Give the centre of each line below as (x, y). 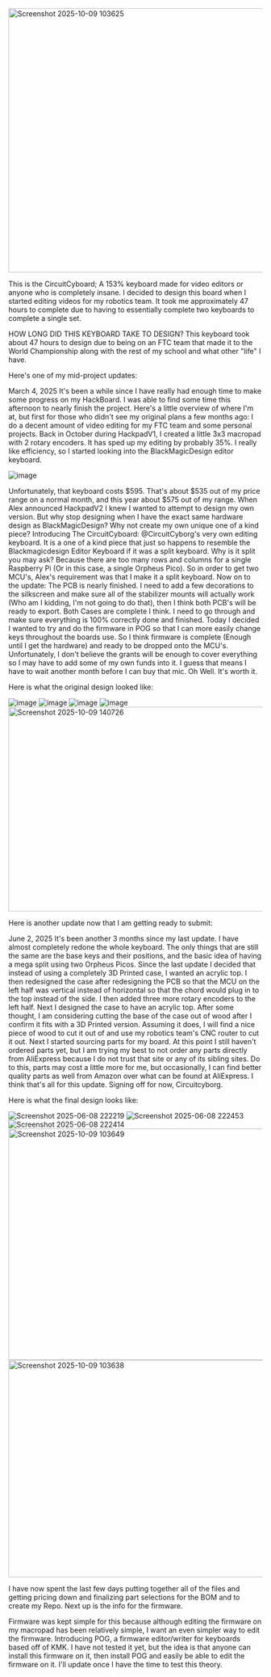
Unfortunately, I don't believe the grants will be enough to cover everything (133, 654)
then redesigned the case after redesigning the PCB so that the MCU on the (134, 982)
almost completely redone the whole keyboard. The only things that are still (133, 947)
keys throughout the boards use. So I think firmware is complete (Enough (130, 637)
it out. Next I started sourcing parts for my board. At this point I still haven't (132, 1041)
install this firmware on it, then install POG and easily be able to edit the (127, 1656)
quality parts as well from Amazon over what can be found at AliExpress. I (131, 1076)
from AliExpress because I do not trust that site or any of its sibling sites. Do (134, 1059)
